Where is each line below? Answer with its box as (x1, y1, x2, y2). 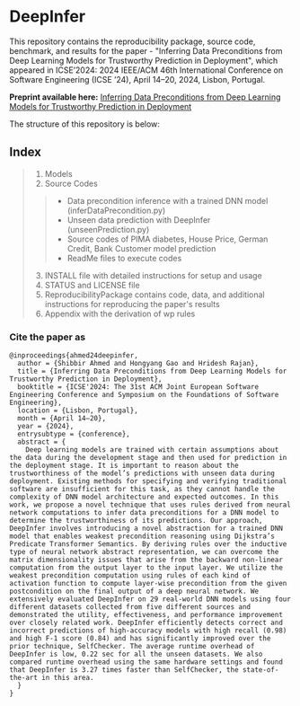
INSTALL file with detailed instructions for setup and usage (44, 269, 262, 280)
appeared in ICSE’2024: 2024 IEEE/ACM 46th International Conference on (9, 65, 284, 75)
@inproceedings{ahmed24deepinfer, (9, 351, 139, 360)
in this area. (41, 674, 94, 683)
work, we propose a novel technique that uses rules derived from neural (9, 500, 292, 509)
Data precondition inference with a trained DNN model (66, 195, 269, 206)
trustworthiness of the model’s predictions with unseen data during (9, 469, 276, 478)
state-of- (242, 666, 279, 675)
